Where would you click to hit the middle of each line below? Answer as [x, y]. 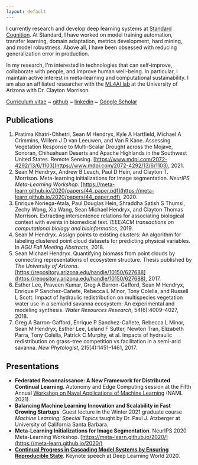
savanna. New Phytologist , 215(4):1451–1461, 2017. [76, 348]
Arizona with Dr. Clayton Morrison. [48, 90]
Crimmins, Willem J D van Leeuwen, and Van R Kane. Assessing [92, 141]
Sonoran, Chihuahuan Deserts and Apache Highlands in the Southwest [101, 153]
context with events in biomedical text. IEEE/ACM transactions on [94, 222]
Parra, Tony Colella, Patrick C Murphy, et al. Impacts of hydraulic [93, 335]
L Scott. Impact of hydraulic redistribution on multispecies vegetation [99, 297]
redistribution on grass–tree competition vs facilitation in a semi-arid [98, 342]
